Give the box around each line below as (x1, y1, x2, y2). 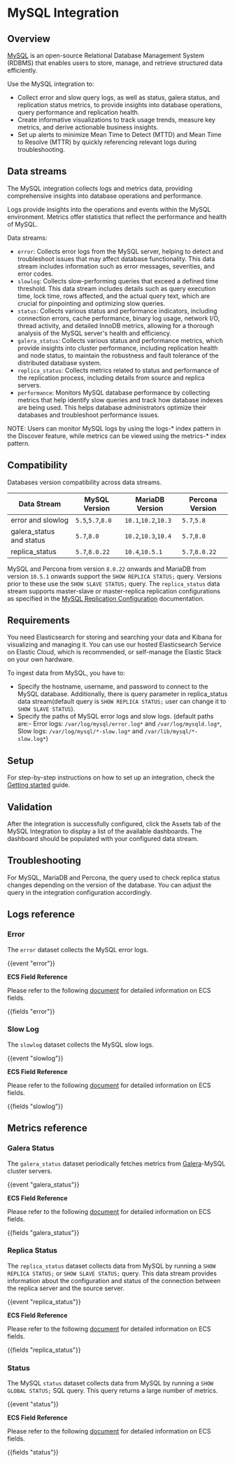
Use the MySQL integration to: (7, 80, 94, 88)
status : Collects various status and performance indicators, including (17, 306, 218, 315)
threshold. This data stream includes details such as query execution (17, 284, 216, 292)
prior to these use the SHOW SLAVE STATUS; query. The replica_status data (7, 579, 220, 588)
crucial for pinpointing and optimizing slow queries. (17, 299, 166, 307)
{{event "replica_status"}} (7, 1297, 82, 1306)
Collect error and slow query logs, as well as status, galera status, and (17, 93, 220, 101)
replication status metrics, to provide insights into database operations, (17, 101, 222, 109)
